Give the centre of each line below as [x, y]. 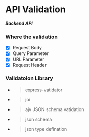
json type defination [46, 129]
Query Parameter [31, 53]
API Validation [35, 9]
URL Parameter [28, 59]
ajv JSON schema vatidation [55, 109]
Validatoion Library [29, 78]
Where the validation [32, 37]
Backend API [19, 23]
